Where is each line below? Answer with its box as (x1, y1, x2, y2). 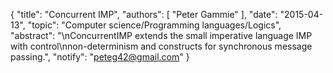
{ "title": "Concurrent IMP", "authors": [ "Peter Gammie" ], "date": (10, 9, 278, 20)
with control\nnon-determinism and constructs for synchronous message (10, 40, 313, 52)
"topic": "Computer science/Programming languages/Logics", (27, 19, 282, 31)
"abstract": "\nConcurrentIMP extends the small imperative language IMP (10, 30, 313, 41)
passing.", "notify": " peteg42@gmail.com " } (10, 51, 190, 63)
